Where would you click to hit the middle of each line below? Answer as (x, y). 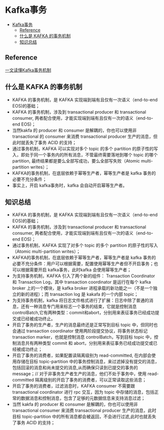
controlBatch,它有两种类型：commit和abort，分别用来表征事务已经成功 (83, 313)
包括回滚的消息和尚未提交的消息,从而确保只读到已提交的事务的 (75, 368)
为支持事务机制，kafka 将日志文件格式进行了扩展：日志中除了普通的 (81, 300)
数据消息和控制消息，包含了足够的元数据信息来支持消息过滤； (83, 398)
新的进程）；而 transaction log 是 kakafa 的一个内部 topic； (80, 294)
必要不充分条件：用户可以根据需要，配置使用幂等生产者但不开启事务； (83, 264)
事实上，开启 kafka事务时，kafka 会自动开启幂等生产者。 (70, 185)
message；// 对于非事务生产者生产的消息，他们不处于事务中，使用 (79, 374)
